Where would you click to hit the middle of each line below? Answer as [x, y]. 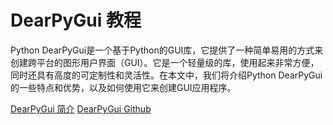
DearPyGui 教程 [76, 20]
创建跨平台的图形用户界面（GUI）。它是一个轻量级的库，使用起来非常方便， [165, 62]
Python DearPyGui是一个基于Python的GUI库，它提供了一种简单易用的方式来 [167, 50]
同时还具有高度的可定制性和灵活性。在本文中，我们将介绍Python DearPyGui [166, 75]
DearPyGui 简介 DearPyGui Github [81, 108]
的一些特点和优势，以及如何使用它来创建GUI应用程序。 [123, 87]
